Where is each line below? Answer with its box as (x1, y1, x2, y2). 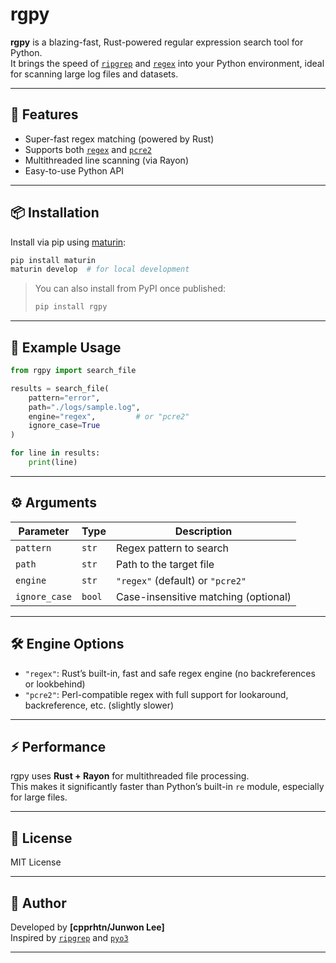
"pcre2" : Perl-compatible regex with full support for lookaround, (24, 688, 289, 700)
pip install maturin (10, 255, 97, 265)
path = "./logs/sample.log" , (28, 402, 141, 412)
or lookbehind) (24, 678, 86, 690)
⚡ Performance (10, 738, 107, 755)
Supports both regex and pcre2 (24, 143, 152, 155)
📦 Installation (10, 204, 100, 222)
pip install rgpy (34, 302, 108, 312)
